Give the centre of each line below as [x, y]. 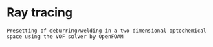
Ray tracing [40, 13]
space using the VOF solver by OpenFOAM [65, 36]
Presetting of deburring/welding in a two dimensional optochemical [106, 31]
